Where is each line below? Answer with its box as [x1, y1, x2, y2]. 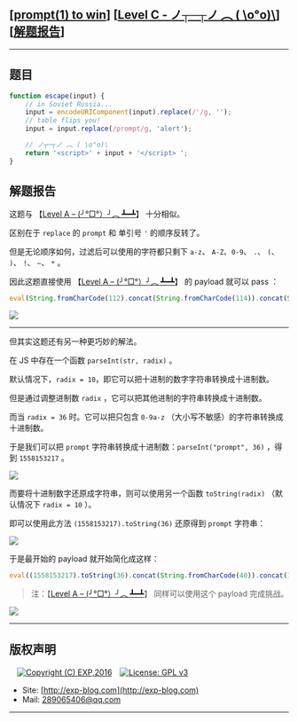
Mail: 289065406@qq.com [21, 695, 122, 704]
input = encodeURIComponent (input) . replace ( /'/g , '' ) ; [25, 108, 232, 117]
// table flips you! [25, 116, 101, 125]
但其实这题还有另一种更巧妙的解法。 [9, 336, 142, 347]
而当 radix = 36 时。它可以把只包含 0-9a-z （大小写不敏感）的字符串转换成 [9, 412, 284, 422]
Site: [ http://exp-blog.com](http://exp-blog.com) [21, 685, 200, 695]
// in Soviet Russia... [25, 99, 114, 108]
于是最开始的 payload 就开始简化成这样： [9, 553, 160, 564]
